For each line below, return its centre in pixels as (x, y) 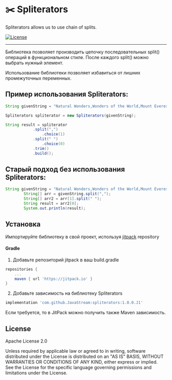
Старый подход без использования (65, 169)
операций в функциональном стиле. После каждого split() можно (77, 57)
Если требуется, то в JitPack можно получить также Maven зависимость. (86, 313)
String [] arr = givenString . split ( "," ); (67, 194)
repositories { (21, 269)
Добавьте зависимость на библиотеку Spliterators (68, 293)
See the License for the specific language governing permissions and (79, 368)
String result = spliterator (36, 125)
